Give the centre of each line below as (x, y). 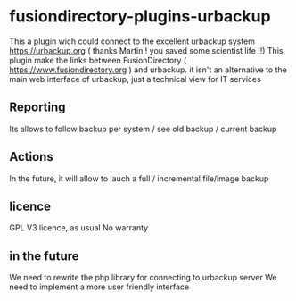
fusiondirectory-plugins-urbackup (140, 17)
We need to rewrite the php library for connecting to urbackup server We (143, 278)
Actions (31, 157)
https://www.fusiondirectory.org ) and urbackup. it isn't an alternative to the (148, 70)
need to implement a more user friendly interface (99, 287)
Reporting (37, 108)
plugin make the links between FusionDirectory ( (98, 60)
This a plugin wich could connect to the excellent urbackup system (132, 41)
